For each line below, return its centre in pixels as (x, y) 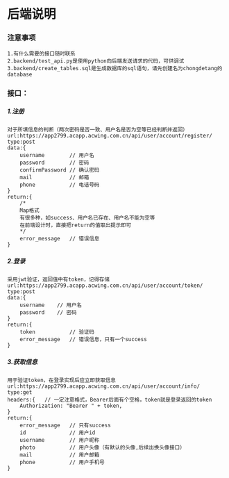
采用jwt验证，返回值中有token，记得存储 (58, 280)
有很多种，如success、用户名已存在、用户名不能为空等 (87, 218)
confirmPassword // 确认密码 (60, 170)
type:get (20, 393)
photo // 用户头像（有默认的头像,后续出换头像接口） (102, 448)
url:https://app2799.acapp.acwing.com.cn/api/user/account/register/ (110, 136)
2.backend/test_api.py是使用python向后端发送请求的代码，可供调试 (96, 61)
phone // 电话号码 (60, 185)
